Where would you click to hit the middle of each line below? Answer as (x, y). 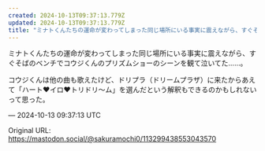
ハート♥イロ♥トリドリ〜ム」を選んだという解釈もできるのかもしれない (139, 90)
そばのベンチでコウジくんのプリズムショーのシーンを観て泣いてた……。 (131, 63)
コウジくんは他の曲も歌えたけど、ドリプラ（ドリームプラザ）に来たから (125, 80)
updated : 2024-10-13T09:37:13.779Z (67, 23)
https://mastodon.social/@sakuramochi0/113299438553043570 (112, 139)
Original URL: (30, 131)
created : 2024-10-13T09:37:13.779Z (67, 15)
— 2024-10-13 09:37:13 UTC (54, 116)
